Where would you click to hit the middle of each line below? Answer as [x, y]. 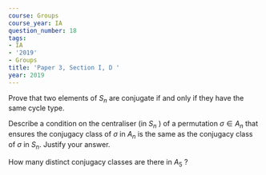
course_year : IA [35, 23]
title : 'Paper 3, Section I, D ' [64, 68]
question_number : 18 [43, 30]
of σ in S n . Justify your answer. [59, 145]
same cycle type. [36, 108]
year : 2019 [26, 75]
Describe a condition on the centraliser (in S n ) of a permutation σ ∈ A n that [133, 125]
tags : [17, 38]
